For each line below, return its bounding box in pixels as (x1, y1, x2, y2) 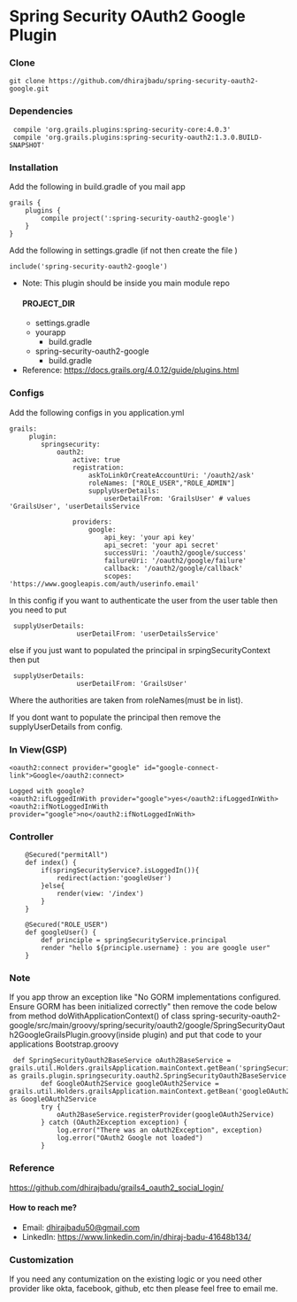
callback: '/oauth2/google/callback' (103, 564, 243, 573)
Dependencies (9, 105, 73, 117)
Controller (9, 830, 54, 843)
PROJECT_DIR (21, 298, 75, 308)
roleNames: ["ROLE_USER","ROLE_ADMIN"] (88, 479, 236, 487)
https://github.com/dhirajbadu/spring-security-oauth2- (48, 77, 259, 86)
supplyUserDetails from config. (9, 721, 124, 732)
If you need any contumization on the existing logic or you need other (9, 1274, 263, 1284)
